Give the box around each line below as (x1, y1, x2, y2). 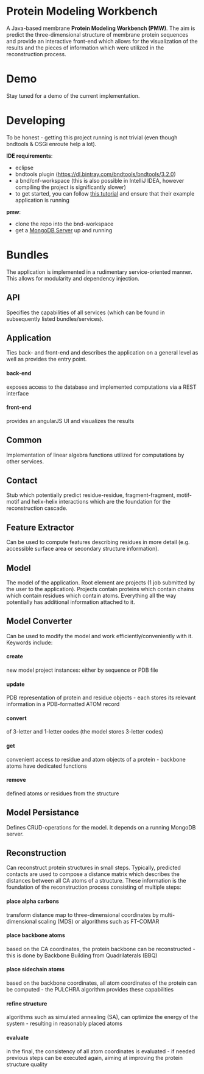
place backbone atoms (6, 932, 66, 939)
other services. (6, 457, 44, 465)
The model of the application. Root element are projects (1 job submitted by (6, 579, 195, 586)
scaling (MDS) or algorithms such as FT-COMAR (38, 918, 160, 925)
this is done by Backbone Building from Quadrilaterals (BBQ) (6, 952, 158, 959)
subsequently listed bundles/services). (6, 315, 104, 322)
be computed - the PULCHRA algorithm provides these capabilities (6, 986, 174, 993)
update (6, 680, 25, 688)
